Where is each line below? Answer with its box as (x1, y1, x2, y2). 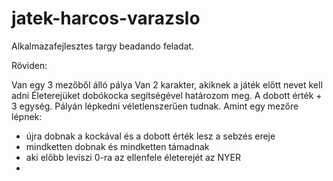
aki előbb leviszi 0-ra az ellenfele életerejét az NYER (25, 151, 241, 163)
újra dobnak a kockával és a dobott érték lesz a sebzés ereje (25, 130, 276, 142)
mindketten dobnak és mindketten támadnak (25, 140, 210, 152)
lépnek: (11, 110, 43, 122)
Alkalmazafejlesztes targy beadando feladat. (11, 40, 195, 52)
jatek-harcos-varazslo (11, 7, 201, 30)
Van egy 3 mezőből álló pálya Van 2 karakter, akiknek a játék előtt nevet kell (11, 78, 323, 91)
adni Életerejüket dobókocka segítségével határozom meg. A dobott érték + (11, 89, 323, 101)
